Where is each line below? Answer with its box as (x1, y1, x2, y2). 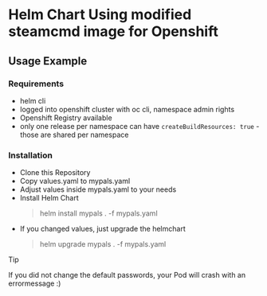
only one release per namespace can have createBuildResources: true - (19, 121, 260, 130)
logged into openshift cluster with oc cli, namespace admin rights (19, 104, 235, 114)
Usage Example (8, 54, 88, 68)
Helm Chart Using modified (8, 6, 192, 24)
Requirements (8, 78, 65, 89)
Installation (8, 150, 53, 161)
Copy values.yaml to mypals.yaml (19, 177, 131, 186)
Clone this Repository (19, 168, 91, 177)
